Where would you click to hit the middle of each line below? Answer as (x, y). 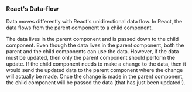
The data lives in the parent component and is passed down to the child (92, 39)
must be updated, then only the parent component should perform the (91, 58)
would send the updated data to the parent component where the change (95, 70)
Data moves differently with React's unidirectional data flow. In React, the (94, 22)
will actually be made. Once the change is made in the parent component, (95, 76)
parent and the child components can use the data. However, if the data (92, 52)
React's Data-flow (32, 9)
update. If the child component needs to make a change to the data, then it (96, 64)
